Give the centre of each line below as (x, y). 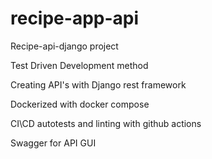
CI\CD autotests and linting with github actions (106, 123)
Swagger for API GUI (53, 143)
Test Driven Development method (79, 65)
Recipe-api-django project (64, 46)
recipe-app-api (75, 18)
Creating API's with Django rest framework (98, 84)
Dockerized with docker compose (80, 104)
